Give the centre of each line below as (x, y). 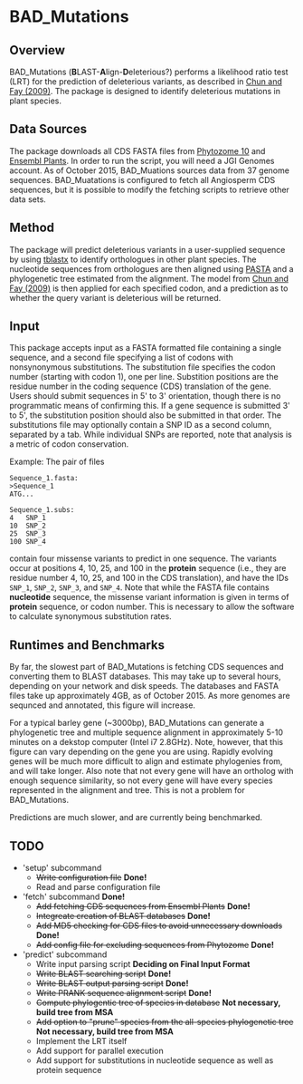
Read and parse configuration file (98, 887)
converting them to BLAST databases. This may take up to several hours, (145, 676)
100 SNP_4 (28, 542)
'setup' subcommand (62, 868)
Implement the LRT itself (81, 1041)
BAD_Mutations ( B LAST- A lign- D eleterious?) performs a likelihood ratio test (149, 72)
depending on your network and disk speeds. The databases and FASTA (144, 686)
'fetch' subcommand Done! (74, 897)
